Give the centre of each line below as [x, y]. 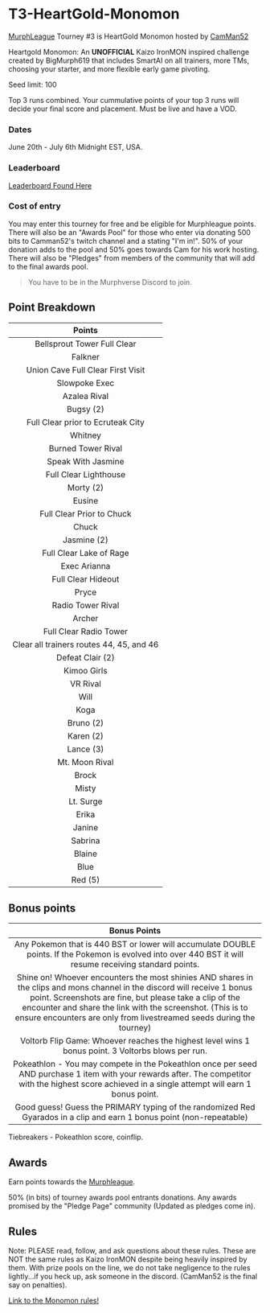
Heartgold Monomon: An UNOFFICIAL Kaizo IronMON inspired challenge [129, 51]
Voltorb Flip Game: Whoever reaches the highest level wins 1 [135, 1041]
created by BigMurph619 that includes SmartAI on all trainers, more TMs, [129, 60]
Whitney [86, 435]
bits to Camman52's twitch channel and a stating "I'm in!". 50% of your [126, 241]
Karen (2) [86, 735]
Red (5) [86, 879]
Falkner [86, 356]
